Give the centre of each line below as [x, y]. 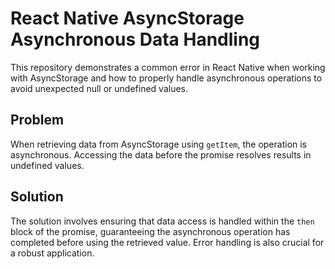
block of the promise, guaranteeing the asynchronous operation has [150, 231]
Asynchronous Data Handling [135, 39]
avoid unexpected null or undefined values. [99, 88]
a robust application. [52, 253]
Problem [37, 120]
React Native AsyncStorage [127, 18]
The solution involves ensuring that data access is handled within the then [162, 221]
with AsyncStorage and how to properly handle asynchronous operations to [166, 78]
